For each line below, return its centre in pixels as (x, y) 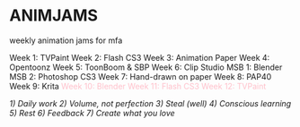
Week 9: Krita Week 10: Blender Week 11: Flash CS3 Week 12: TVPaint (138, 86)
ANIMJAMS (54, 16)
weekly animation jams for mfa (66, 40)
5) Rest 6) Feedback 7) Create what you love (92, 113)
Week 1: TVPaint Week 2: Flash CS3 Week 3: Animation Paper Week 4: (140, 57)
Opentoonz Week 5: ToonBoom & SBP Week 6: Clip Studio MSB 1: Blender (146, 67)
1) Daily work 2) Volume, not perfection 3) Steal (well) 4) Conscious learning (150, 103)
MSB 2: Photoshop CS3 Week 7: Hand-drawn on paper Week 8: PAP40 (141, 76)
